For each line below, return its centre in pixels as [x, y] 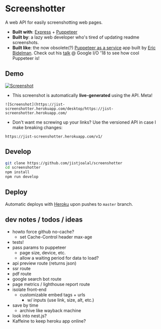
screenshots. [25, 42]
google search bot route [37, 279]
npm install [17, 172]
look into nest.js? [29, 316]
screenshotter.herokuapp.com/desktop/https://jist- [59, 109]
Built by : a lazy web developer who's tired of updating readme [76, 37]
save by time [25, 305]
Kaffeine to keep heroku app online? [49, 321]
